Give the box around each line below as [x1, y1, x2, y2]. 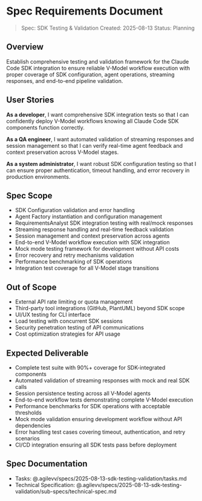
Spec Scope [6, 190, 53, 201]
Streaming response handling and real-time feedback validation [15, 226, 174, 233]
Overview [6, 42, 44, 52]
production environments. [6, 173, 71, 180]
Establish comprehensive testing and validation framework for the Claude [6, 58, 189, 65]
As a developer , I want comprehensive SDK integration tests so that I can [6, 111, 189, 118]
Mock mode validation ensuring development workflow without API [15, 416, 183, 422]
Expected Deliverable [6, 348, 89, 358]
